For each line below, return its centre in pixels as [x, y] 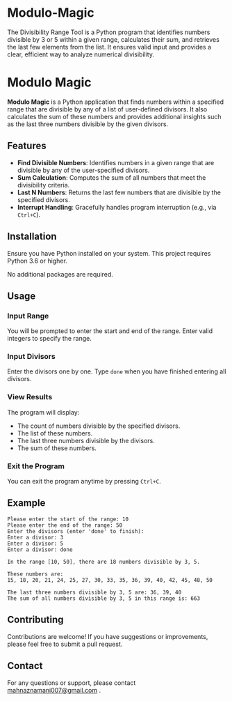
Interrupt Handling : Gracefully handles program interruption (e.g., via [117, 207]
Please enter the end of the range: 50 [65, 525]
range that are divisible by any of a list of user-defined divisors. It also [107, 109]
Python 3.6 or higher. [37, 261]
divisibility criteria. [43, 185]
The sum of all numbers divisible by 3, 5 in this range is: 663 [103, 598]
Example [26, 503]
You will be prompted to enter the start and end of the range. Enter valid [110, 331]
